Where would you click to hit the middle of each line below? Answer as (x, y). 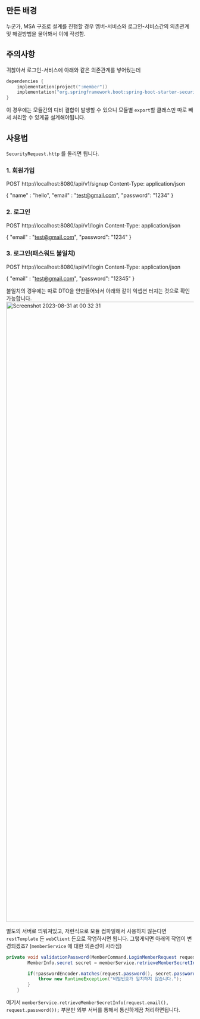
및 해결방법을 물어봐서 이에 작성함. (46, 33)
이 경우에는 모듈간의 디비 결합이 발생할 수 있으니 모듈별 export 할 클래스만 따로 (97, 110)
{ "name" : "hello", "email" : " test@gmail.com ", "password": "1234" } (90, 195)
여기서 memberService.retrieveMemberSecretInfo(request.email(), (87, 1002)
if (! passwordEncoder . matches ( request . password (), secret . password (112, 974)
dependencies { (25, 81)
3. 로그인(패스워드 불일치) (41, 254)
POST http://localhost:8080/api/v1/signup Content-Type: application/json (96, 184)
